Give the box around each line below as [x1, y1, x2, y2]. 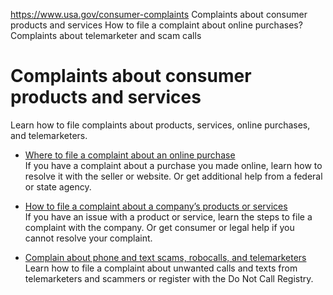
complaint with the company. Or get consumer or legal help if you [24, 221, 295, 233]
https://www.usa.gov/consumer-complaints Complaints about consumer [10, 9, 308, 20]
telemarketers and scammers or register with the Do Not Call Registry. [24, 272, 314, 284]
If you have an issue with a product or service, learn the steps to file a [24, 210, 313, 223]
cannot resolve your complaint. [24, 232, 153, 244]
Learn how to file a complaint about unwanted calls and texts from [24, 262, 298, 274]
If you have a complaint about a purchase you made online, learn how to [24, 159, 323, 171]
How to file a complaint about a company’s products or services [24, 200, 288, 212]
